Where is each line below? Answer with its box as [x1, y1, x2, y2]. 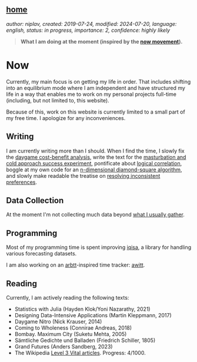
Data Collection [6, 195, 64, 205]
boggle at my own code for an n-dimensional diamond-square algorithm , [6, 166, 182, 173]
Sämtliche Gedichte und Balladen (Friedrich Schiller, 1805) [14, 337, 156, 344]
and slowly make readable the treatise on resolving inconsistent [6, 172, 161, 179]
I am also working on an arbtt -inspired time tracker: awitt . [6, 261, 145, 268]
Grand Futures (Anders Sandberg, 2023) [14, 343, 113, 350]
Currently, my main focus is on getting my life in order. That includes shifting [6, 78, 191, 85]
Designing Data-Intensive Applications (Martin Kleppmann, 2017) [14, 312, 172, 318]
